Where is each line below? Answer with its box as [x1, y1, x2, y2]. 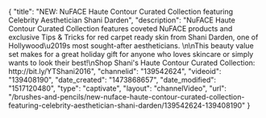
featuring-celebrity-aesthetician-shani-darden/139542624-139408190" [8, 100, 246, 110]
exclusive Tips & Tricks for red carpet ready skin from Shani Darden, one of [8, 32, 259, 42]
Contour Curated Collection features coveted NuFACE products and [8, 24, 233, 33]
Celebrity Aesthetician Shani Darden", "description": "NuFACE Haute [8, 15, 235, 25]
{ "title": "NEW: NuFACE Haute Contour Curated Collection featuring [8, 7, 234, 16]
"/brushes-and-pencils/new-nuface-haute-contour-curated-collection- [8, 92, 245, 101]
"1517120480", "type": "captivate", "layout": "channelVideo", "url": [8, 83, 227, 93]
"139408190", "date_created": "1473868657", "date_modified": [8, 75, 216, 84]
